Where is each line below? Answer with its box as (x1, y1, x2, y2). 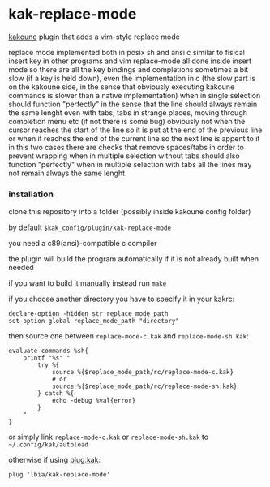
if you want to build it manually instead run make (8, 278, 167, 288)
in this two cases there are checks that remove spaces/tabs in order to (8, 142, 245, 152)
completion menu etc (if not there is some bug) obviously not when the (8, 116, 246, 126)
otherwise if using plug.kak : (8, 455, 101, 465)
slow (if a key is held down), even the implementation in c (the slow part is (8, 73, 256, 83)
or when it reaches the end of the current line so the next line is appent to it (8, 133, 260, 143)
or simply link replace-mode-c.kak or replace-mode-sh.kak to (8, 432, 209, 442)
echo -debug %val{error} (51, 397, 136, 405)
